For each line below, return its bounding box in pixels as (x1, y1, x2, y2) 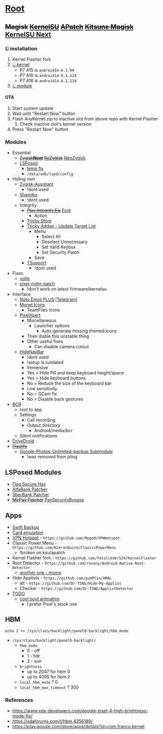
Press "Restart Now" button (12, 126, 69, 132)
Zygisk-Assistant (19, 181, 54, 187)
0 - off (27, 647, 40, 654)
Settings (19, 412, 37, 418)
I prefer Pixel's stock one (27, 601, 78, 607)
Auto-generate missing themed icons (41, 328, 117, 334)
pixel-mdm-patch (19, 281, 55, 287)
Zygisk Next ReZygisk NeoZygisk (19, 155, 86, 161)
